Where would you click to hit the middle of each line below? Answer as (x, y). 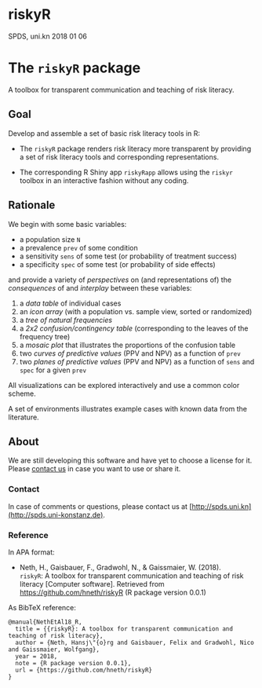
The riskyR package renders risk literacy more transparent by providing (135, 148)
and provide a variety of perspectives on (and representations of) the (120, 280)
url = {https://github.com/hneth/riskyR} (84, 670)
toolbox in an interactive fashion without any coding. (104, 180)
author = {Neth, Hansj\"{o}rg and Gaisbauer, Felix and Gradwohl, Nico (135, 642)
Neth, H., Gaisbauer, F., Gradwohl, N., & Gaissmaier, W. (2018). (120, 567)
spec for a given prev (53, 370)
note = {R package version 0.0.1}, (73, 663)
